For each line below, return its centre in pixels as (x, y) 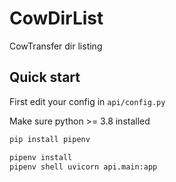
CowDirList (56, 18)
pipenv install (41, 157)
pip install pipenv (50, 139)
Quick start (45, 77)
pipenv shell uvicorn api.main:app (83, 167)
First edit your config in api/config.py (87, 101)
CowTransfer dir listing (56, 46)
